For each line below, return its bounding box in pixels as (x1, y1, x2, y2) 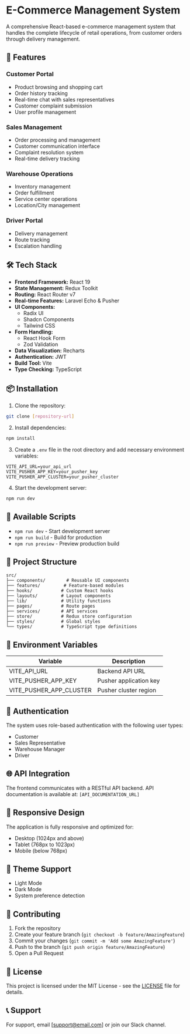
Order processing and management (14, 136, 101, 143)
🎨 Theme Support (6, 864, 71, 874)
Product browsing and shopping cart (14, 83, 103, 90)
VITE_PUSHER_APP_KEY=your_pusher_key (6, 469, 98, 474)
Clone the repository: (14, 402, 66, 409)
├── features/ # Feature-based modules (6, 582, 125, 589)
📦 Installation (6, 383, 58, 393)
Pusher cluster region (97, 686, 157, 695)
